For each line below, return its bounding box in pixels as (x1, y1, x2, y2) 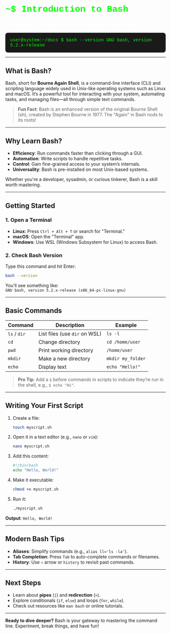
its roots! (17, 117, 37, 123)
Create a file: (12, 415, 40, 421)
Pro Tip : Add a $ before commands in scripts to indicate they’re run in (17, 376, 164, 383)
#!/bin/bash (12, 463, 38, 468)
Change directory (38, 338, 80, 345)
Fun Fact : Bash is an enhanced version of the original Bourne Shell (17, 106, 158, 112)
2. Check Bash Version (5, 251, 63, 259)
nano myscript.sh (12, 444, 50, 449)
